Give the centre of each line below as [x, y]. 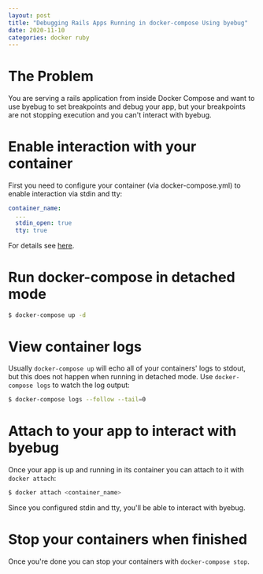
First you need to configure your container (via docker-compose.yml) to [125, 185]
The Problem [51, 76]
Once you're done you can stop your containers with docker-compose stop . [129, 561]
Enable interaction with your [102, 147]
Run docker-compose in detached [122, 277]
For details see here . [41, 245]
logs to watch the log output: [83, 385]
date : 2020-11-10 [37, 30]
